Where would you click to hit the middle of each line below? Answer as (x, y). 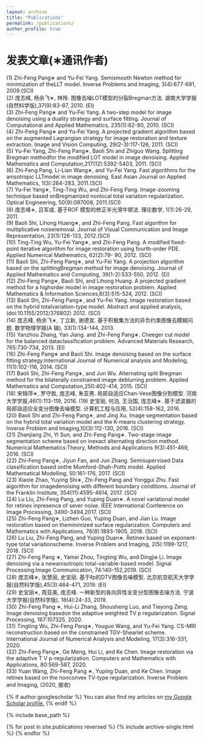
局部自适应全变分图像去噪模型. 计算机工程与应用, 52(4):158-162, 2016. (93, 409)
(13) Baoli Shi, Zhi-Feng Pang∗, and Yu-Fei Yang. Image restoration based (98, 300)
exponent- (184, 538)
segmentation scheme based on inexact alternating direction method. (93, 441)
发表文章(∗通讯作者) (57, 61)
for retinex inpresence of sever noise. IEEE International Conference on (95, 506)
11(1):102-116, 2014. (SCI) (37, 367)
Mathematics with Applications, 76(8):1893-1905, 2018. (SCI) (82, 532)
